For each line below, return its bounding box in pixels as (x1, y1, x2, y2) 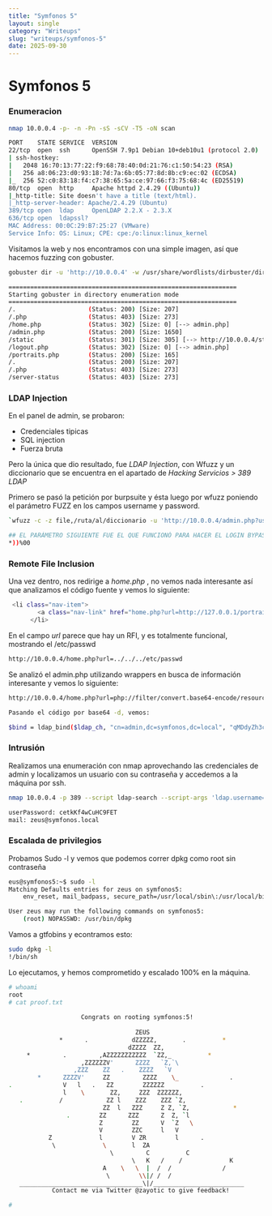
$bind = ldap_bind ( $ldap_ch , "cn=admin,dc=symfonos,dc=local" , (8, 723, 227, 731)
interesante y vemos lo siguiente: (8, 678, 119, 687)
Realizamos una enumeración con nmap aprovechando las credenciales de (8, 760, 259, 770)
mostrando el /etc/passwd (8, 639, 96, 649)
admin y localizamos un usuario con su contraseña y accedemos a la (8, 769, 239, 779)
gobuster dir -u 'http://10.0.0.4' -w (8, 268, 139, 276)
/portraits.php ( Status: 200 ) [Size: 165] (8, 350, 180, 359)
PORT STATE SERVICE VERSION (8, 139, 117, 147)
